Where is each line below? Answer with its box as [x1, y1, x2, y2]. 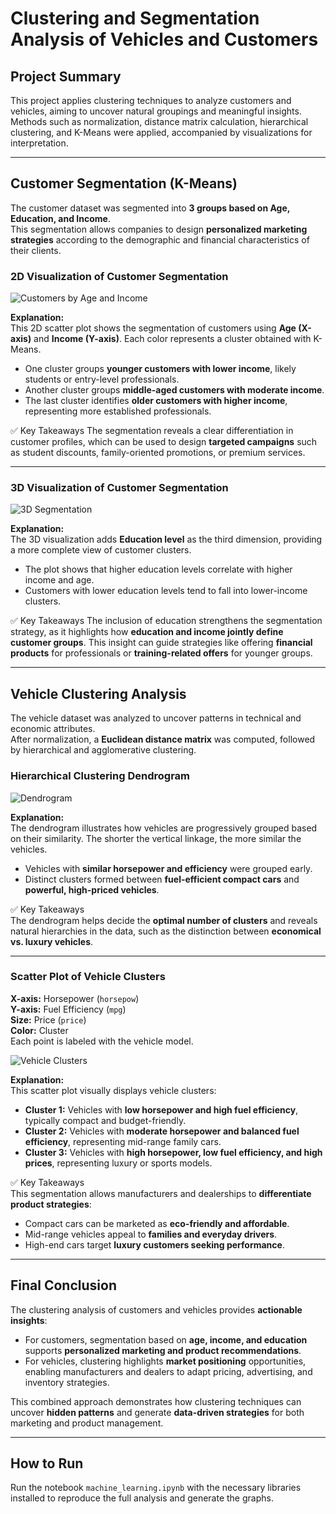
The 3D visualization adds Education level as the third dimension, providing [10, 533, 323, 546]
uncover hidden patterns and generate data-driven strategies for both [10, 1406, 305, 1418]
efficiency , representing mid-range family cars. [24, 1135, 222, 1147]
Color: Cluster [10, 1024, 69, 1036]
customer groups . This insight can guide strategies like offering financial [10, 637, 313, 649]
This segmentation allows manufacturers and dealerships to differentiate [10, 1187, 312, 1199]
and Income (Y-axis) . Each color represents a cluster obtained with [33, 333, 312, 345]
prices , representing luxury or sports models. [24, 1157, 213, 1169]
